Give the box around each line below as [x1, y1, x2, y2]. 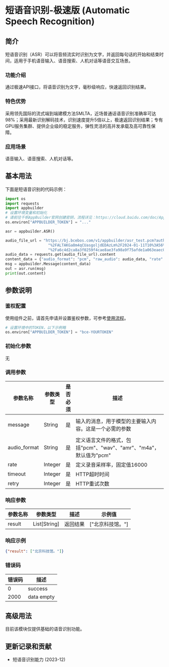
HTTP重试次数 [75, 480, 110, 487]
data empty [28, 593, 55, 600]
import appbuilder [5, 206, 44, 211]
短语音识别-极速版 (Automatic [5, 5, 130, 16]
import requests [5, 201, 39, 206]
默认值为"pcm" [75, 452, 111, 459]
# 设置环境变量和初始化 [5, 210, 48, 215]
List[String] [33, 520, 59, 528]
